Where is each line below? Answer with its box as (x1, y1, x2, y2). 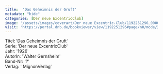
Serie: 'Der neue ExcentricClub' (5, 43, 68, 49)
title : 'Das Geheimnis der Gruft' (5, 7, 77, 12)
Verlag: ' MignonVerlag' (5, 63, 52, 70)
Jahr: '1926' (5, 49, 29, 54)
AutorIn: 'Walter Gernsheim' (5, 53, 61, 59)
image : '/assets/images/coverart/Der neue (5, 20, 92, 25)
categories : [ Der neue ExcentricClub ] (5, 16, 83, 21)
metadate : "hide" (5, 12, 40, 16)
